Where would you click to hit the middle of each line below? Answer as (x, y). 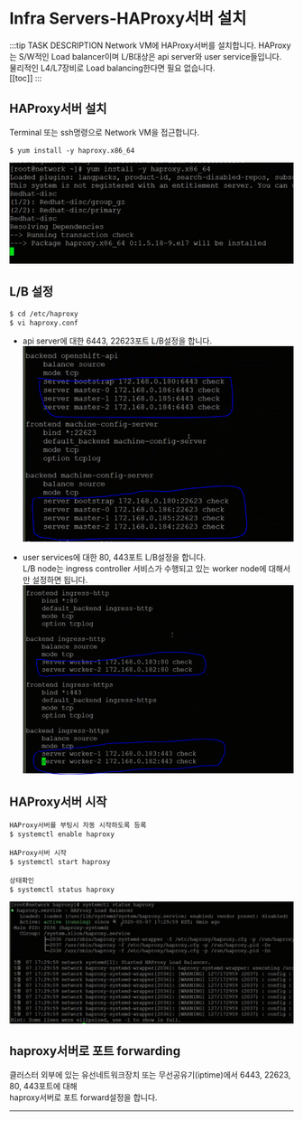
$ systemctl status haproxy (62, 890)
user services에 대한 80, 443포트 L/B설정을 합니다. (114, 557)
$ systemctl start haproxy (60, 862)
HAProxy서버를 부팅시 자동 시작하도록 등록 (78, 825)
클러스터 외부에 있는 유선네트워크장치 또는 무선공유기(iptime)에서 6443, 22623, (150, 1074)
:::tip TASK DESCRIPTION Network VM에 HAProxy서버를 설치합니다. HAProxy (150, 45)
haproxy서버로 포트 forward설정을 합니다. (83, 1097)
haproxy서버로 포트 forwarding (95, 1051)
